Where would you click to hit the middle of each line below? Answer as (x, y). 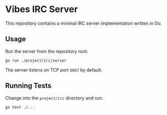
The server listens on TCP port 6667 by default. (54, 70)
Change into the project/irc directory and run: (54, 98)
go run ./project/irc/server (36, 61)
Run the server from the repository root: (47, 51)
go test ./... (20, 107)
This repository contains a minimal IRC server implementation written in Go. (84, 23)
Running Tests (28, 86)
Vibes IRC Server (42, 9)
